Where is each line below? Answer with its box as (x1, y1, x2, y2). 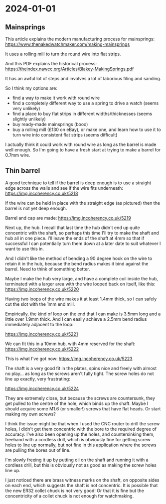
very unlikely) (12, 106, 41, 111)
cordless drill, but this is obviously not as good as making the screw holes (5, 462, 157, 468)
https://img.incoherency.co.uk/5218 (5, 190, 78, 196)
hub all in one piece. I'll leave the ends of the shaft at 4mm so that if (5, 235, 145, 241)
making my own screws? (5, 411, 56, 417)
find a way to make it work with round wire (12, 95, 100, 101)
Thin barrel (5, 166, 40, 175)
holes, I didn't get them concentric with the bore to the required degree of (5, 426, 157, 432)
